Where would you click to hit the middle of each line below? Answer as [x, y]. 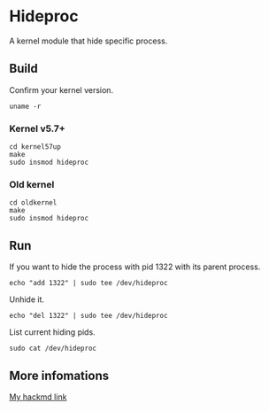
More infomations [59, 375]
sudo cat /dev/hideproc [53, 349]
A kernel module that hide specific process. [88, 41]
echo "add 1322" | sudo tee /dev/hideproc [88, 283]
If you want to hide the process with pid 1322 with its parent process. [135, 267]
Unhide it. [27, 299]
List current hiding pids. [52, 332]
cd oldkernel [33, 203]
